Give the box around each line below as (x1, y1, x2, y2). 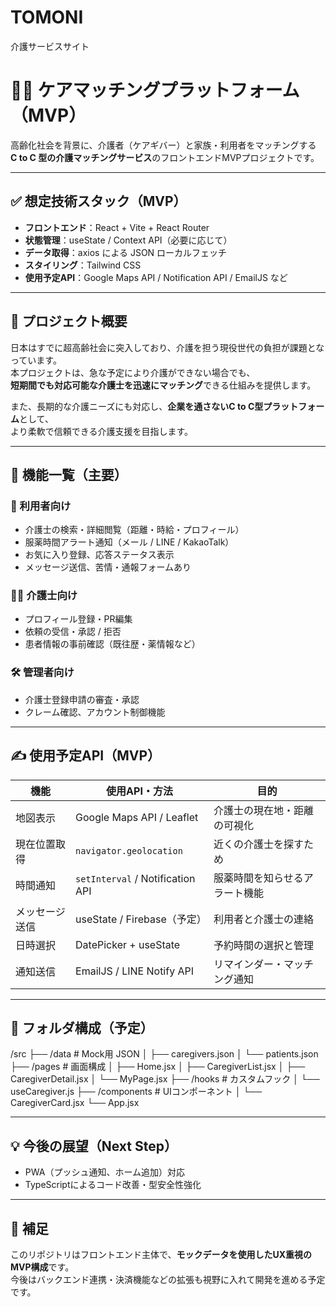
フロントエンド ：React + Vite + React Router (24, 221, 210, 233)
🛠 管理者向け (10, 666, 75, 680)
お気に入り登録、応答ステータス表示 (24, 549, 175, 561)
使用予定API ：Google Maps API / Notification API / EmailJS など (24, 271, 288, 283)
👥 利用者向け (10, 499, 72, 513)
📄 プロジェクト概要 (10, 313, 128, 330)
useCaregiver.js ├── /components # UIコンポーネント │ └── (10, 1086, 263, 1098)
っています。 (10, 354, 62, 366)
